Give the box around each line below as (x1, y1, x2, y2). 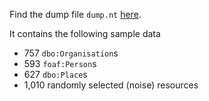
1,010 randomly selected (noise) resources (23, 79, 199, 91)
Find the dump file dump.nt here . (9, 9, 142, 20)
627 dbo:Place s (23, 69, 88, 80)
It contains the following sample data (9, 28, 161, 39)
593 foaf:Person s (23, 58, 97, 69)
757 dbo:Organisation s (23, 47, 119, 59)
